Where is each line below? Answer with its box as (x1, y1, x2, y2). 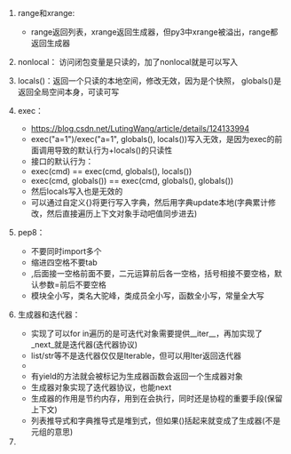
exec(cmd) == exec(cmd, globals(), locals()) (30, 166, 193, 176)
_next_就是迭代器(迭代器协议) (30, 339, 138, 349)
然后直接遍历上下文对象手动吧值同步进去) (46, 208, 198, 219)
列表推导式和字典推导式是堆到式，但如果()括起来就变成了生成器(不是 (30, 416, 281, 426)
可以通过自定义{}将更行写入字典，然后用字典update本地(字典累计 (30, 197, 269, 207)
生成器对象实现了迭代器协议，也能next (30, 382, 172, 393)
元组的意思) (30, 426, 74, 437)
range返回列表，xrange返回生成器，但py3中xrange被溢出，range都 (30, 27, 279, 37)
